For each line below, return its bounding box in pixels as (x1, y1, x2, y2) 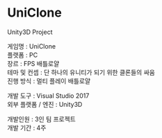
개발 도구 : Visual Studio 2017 (7, 92, 90, 100)
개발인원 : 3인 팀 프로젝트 (7, 114, 76, 123)
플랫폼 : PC (7, 51, 38, 59)
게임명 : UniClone (7, 42, 56, 50)
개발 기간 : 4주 (7, 123, 47, 132)
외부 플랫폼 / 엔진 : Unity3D (7, 100, 83, 108)
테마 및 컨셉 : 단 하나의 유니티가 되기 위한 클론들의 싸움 (7, 68, 155, 76)
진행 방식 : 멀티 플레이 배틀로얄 (7, 76, 91, 85)
